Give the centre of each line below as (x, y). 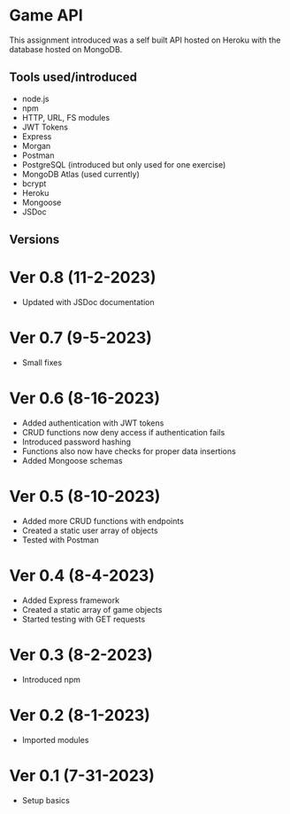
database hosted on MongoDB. (66, 49)
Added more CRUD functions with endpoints (103, 520)
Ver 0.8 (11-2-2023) (83, 278)
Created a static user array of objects (90, 530)
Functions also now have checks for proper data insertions (129, 451)
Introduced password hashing (76, 442)
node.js (36, 98)
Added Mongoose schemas (72, 460)
